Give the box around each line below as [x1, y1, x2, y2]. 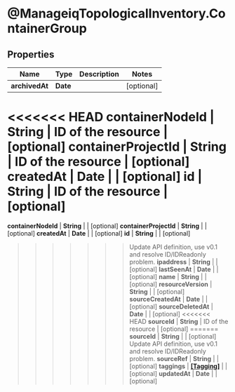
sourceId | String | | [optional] [129, 332, 217, 340]
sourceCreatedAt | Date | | [129, 295, 208, 303]
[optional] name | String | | [129, 272, 207, 281]
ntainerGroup [7, 20, 88, 36]
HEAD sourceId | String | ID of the [129, 317, 229, 325]
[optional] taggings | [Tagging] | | [129, 362, 228, 370]
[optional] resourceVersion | [129, 280, 213, 288]
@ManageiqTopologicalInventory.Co [7, 6, 226, 22]
